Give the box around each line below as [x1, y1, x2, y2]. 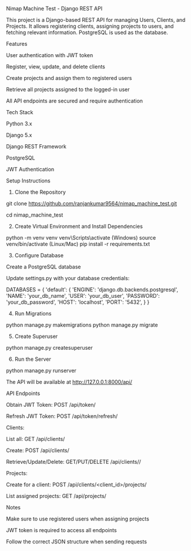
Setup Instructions [6, 177, 51, 184]
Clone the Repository [14, 188, 66, 195]
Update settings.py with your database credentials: [6, 275, 130, 281]
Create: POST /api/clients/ [6, 447, 69, 454]
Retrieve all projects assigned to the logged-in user [6, 86, 130, 93]
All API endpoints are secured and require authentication [6, 97, 143, 104]
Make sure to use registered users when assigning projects [6, 515, 150, 522]
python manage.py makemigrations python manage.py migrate [6, 321, 158, 328]
